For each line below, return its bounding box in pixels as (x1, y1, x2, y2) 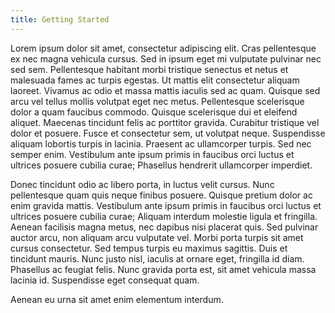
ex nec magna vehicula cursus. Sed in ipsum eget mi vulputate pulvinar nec (10, 52, 322, 65)
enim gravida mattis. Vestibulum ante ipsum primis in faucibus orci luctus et (10, 199, 322, 211)
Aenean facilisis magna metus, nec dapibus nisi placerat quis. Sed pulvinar (10, 221, 319, 233)
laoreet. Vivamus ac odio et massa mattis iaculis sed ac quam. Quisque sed (10, 84, 321, 96)
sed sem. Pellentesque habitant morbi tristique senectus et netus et (10, 63, 289, 75)
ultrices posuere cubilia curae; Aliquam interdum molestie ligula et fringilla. (10, 210, 318, 222)
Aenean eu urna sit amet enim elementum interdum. (10, 293, 224, 305)
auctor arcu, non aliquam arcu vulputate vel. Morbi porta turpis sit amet (10, 231, 304, 243)
